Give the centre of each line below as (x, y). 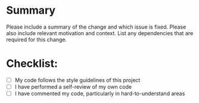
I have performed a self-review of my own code (73, 86)
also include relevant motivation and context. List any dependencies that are (100, 33)
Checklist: (32, 64)
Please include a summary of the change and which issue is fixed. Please (96, 27)
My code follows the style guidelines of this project (77, 80)
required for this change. (37, 39)
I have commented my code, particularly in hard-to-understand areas (100, 93)
